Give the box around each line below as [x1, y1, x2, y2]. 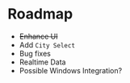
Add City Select [19, 39, 76, 49]
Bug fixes [19, 48, 52, 58]
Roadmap [7, 5, 73, 23]
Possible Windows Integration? [19, 65, 123, 75]
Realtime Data [19, 57, 66, 67]
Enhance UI [19, 31, 58, 41]
